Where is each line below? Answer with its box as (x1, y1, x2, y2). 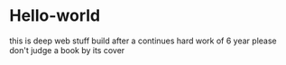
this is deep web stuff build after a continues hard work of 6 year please (9, 35, 277, 46)
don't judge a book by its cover (9, 44, 125, 55)
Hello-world (9, 5, 101, 26)
